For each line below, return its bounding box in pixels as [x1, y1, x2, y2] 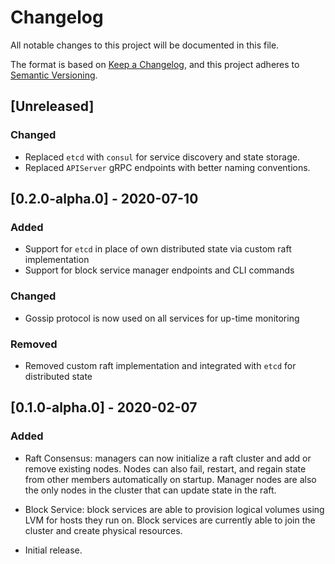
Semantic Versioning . [10, 69, 98, 81]
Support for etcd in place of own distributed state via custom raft [24, 243, 292, 255]
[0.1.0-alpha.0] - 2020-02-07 [10, 399, 198, 416]
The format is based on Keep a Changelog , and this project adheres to [10, 58, 300, 70]
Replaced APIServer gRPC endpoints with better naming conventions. [24, 161, 311, 173]
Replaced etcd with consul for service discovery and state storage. [24, 151, 300, 163]
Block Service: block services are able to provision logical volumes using [24, 503, 325, 515]
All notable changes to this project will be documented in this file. [10, 39, 280, 51]
